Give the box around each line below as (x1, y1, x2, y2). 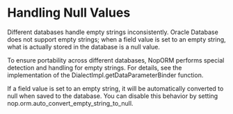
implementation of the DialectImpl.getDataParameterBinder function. (7, 71, 204, 79)
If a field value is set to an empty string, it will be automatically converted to (7, 84, 224, 92)
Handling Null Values (7, 5, 131, 21)
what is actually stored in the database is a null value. (7, 42, 160, 51)
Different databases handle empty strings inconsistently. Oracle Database (7, 28, 219, 36)
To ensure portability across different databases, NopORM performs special (7, 56, 225, 64)
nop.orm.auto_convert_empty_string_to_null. (7, 99, 134, 107)
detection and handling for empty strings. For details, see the (7, 63, 182, 72)
